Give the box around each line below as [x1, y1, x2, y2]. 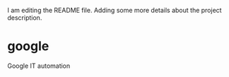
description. [7, 13, 42, 22]
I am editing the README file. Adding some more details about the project [7, 6, 222, 14]
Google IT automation [7, 61, 71, 70]
